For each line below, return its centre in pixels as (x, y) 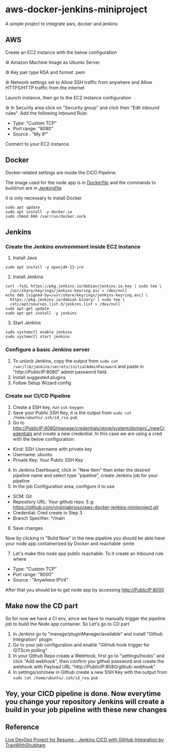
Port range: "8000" (33, 574)
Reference (22, 727)
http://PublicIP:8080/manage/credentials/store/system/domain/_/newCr (89, 428)
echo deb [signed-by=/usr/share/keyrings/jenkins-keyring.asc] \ (77, 295)
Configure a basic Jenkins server (47, 350)
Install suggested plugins (39, 377)
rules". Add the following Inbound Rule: (47, 113)
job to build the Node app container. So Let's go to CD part (68, 624)
